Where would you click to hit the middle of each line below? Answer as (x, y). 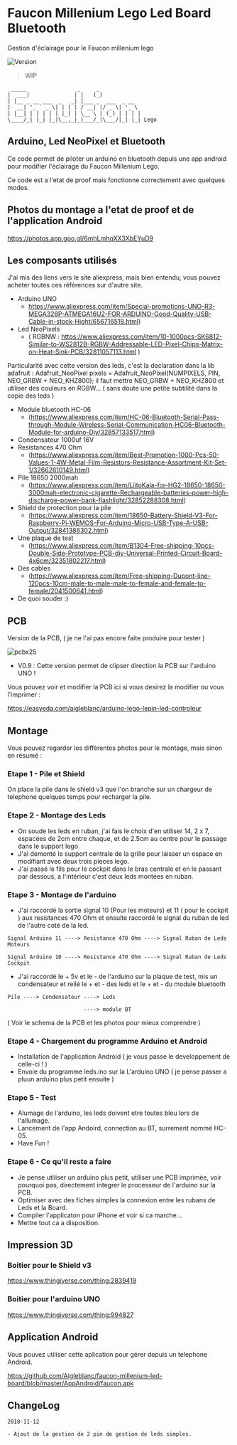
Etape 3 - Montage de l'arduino (62, 894)
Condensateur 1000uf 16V (56, 440)
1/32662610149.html (58, 470)
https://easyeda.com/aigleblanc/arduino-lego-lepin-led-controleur (105, 709)
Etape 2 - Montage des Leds (57, 815)
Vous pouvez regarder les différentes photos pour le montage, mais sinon (115, 748)
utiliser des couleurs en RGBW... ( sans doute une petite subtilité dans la (112, 388)
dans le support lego (48, 846)
